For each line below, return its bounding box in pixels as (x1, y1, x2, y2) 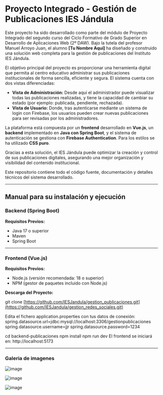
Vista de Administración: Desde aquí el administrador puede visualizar (12, 90, 155, 95)
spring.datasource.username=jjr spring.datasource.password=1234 (5, 323, 140, 330)
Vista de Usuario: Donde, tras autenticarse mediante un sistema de (12, 105, 147, 111)
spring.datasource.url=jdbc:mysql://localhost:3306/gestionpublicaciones (5, 319, 151, 324)
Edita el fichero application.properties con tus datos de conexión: (5, 313, 136, 319)
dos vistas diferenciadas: (5, 80, 55, 86)
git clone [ (5, 299, 25, 304)
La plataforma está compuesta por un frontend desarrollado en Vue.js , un (5, 124, 154, 130)
